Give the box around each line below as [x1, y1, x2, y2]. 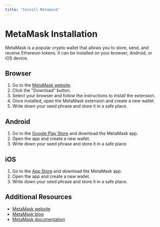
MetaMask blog [12, 211, 44, 217]
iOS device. [5, 55, 28, 61]
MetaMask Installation [5, 28, 98, 39]
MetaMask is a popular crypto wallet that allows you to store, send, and [5, 45, 149, 51]
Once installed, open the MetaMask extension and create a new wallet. [12, 98, 155, 104]
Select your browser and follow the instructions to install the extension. [12, 93, 156, 99]
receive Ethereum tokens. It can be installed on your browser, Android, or [5, 50, 153, 56]
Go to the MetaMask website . [12, 82, 72, 88]
